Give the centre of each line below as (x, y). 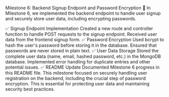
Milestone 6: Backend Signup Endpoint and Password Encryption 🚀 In (78, 8)
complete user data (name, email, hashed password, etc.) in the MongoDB (83, 56)
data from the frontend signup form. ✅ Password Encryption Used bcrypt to (85, 40)
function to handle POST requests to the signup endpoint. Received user (81, 34)
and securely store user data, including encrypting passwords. (71, 19)
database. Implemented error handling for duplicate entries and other (78, 62)
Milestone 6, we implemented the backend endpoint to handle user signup (83, 13)
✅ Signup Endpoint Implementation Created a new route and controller (79, 28)
